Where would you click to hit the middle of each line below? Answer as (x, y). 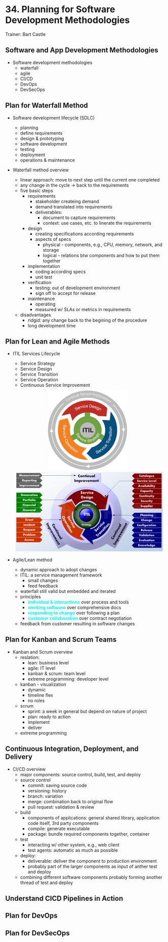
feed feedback (43, 586)
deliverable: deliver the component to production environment (92, 861)
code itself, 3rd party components (63, 823)
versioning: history (47, 791)
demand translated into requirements (74, 206)
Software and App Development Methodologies (82, 50)
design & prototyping (42, 138)
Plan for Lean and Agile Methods (58, 341)
